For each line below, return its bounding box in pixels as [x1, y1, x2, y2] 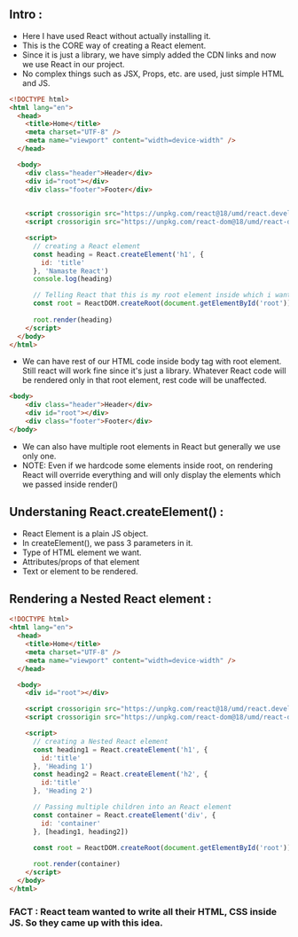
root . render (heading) [32, 315, 114, 324]
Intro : [9, 7, 43, 22]
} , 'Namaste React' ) [32, 266, 109, 276]
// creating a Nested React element [32, 737, 169, 746]
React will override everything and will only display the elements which [21, 469, 281, 480]
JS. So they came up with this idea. [9, 917, 164, 929]
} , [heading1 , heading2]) [32, 827, 129, 836]
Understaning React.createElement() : [9, 504, 224, 519]
